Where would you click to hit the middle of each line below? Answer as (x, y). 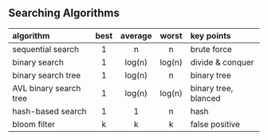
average (136, 35)
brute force (211, 49)
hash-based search (49, 111)
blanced (205, 98)
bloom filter (34, 124)
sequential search (46, 49)
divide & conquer (222, 62)
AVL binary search (47, 88)
